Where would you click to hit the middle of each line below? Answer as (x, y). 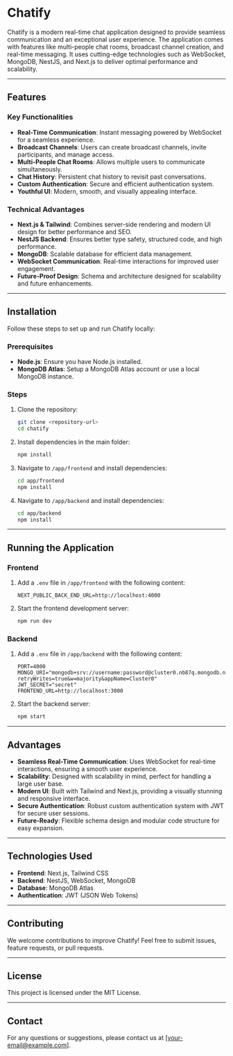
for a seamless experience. (56, 140)
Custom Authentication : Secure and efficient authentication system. (115, 184)
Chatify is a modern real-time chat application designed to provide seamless (116, 32)
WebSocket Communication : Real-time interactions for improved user (118, 261)
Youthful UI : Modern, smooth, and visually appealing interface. (107, 191)
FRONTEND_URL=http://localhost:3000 (70, 691)
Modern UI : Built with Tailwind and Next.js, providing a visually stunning (120, 791)
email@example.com (37, 1045)
